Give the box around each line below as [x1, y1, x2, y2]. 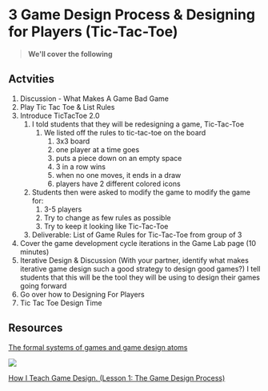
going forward [19, 280, 67, 290]
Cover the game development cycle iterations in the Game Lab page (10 [19, 238, 256, 248]
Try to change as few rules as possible [43, 212, 171, 222]
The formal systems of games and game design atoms [8, 342, 188, 352]
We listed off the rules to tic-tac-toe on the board [43, 127, 206, 137]
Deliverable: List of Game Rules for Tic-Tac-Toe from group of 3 [31, 230, 242, 240]
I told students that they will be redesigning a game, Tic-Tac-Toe [31, 119, 245, 129]
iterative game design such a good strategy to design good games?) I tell [19, 264, 261, 273]
